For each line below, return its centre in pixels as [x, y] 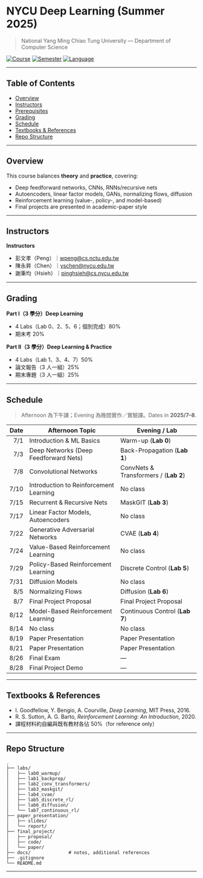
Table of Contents [41, 84]
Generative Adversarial [62, 530]
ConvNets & [137, 468]
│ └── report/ [27, 826]
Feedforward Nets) [56, 458]
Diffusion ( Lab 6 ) [145, 591]
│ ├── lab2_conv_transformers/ [48, 784]
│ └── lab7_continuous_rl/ [43, 810]
